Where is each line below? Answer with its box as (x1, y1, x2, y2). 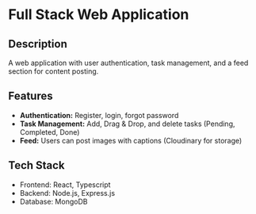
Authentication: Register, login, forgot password (19, 110, 179, 120)
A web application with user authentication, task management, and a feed (8, 58, 249, 67)
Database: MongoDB (19, 197, 88, 206)
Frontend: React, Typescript (19, 180, 111, 189)
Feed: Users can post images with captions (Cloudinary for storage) (19, 136, 243, 145)
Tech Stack (8, 159, 65, 172)
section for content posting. (8, 67, 99, 76)
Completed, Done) (19, 127, 80, 136)
